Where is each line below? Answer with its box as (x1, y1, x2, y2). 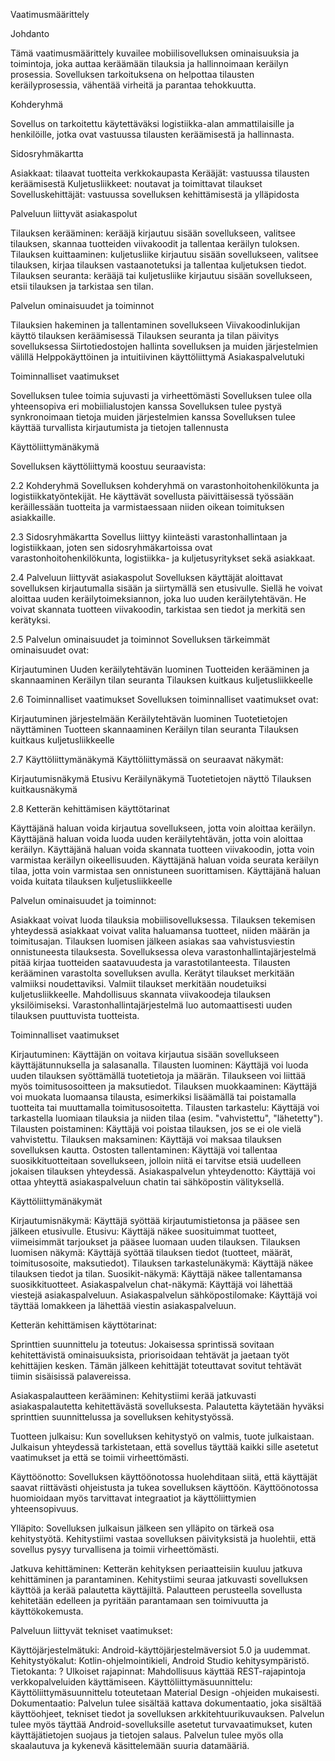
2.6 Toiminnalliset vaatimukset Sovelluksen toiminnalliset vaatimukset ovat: (10, 694, 319, 705)
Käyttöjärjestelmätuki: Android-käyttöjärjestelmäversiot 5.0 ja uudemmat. (10, 1644, 311, 1656)
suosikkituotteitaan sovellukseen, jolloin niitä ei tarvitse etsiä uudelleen (10, 1155, 302, 1166)
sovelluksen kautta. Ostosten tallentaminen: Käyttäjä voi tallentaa (10, 1144, 278, 1156)
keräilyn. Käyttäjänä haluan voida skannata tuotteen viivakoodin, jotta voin (10, 844, 315, 855)
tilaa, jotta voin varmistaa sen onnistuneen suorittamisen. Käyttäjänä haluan (10, 865, 321, 876)
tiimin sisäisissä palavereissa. (10, 1370, 132, 1382)
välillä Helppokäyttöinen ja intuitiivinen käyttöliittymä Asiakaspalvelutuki (10, 351, 305, 363)
